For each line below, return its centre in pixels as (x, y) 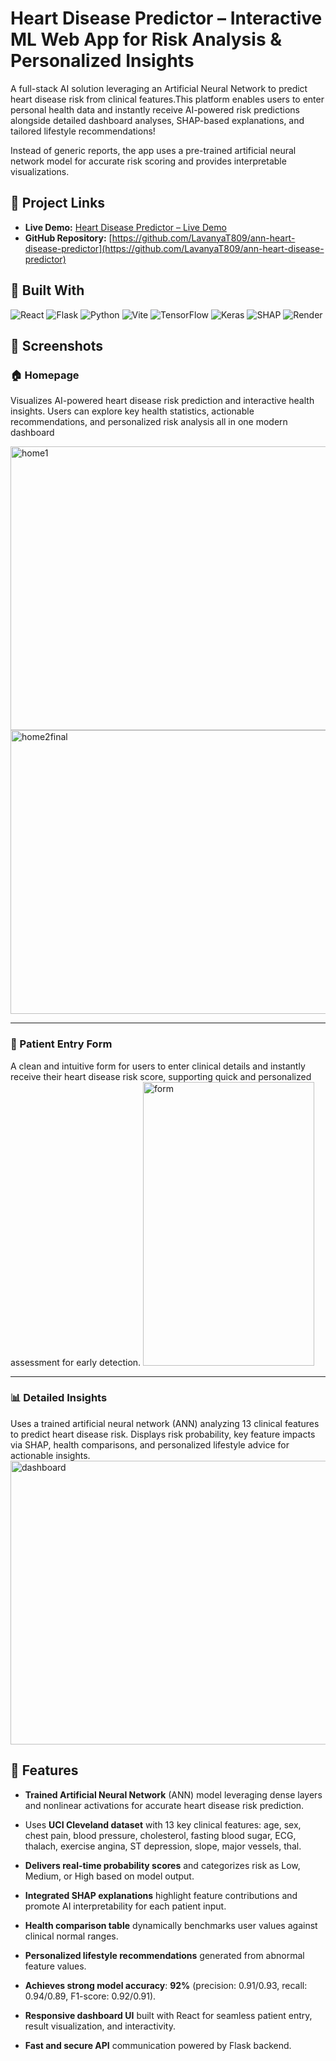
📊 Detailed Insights (59, 1398)
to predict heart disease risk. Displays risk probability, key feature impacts (163, 1434)
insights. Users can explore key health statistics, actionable (132, 411)
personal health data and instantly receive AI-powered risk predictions (155, 109)
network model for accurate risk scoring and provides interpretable (148, 161)
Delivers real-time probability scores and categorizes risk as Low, (162, 1865)
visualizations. (40, 171)
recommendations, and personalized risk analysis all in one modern (149, 422)
